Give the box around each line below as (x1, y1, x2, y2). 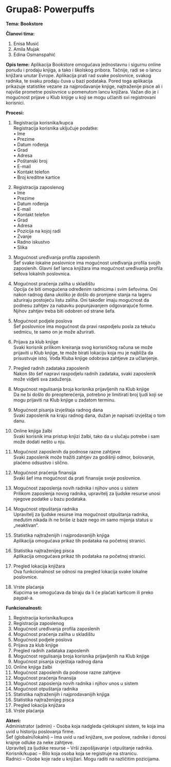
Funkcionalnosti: (6, 605, 43, 611)
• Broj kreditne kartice (13, 174, 61, 180)
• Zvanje (13, 233, 32, 240)
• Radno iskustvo (13, 239, 50, 245)
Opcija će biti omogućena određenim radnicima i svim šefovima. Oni (13, 286, 158, 292)
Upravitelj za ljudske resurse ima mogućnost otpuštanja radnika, (13, 511, 149, 517)
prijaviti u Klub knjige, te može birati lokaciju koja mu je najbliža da (13, 350, 154, 356)
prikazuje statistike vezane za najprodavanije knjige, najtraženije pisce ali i (6, 83, 163, 89)
